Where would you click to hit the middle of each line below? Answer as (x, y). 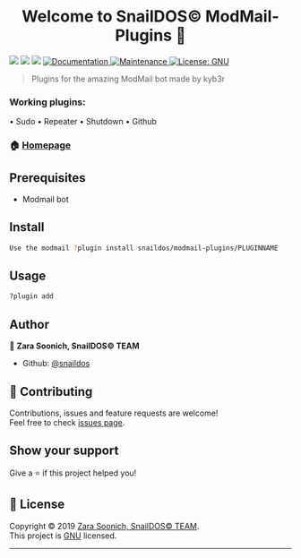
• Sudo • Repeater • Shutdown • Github (83, 122)
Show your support (64, 451)
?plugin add (31, 296)
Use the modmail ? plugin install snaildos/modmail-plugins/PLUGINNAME (144, 248)
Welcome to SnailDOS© (112, 17)
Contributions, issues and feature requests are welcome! (114, 413)
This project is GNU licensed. (63, 536)
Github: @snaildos (56, 364)
